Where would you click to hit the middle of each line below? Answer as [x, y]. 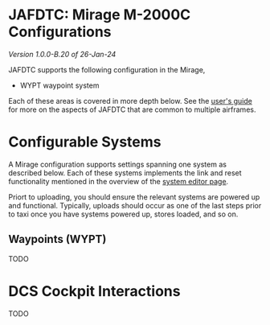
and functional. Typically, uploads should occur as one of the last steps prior [135, 205]
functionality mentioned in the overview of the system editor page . [119, 181]
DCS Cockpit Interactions [94, 291]
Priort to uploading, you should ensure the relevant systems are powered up [134, 197]
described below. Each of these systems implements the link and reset [125, 173]
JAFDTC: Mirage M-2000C [100, 15]
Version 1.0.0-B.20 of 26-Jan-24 [62, 54]
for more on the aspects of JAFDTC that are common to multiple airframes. [132, 109]
